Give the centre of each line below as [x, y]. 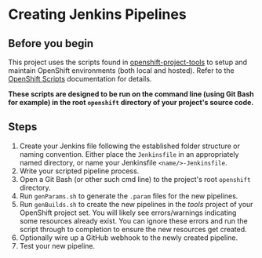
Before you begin [51, 44]
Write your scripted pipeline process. [79, 171]
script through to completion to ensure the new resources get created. [133, 229]
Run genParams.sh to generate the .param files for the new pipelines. [129, 196]
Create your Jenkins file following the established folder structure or [130, 146]
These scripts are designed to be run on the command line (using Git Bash [131, 94]
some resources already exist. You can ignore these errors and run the [134, 220]
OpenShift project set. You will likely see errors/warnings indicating [128, 213]
